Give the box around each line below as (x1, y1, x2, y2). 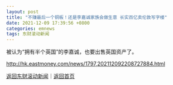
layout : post (6, 8, 39, 15)
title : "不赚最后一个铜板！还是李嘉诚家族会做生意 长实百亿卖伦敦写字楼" (6, 14, 168, 20)
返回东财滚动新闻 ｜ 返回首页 (6, 72, 75, 80)
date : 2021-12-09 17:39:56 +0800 (6, 20, 90, 26)
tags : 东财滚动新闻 (6, 31, 50, 37)
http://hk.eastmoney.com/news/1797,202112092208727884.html (6, 60, 165, 68)
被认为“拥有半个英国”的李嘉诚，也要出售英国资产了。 (6, 48, 138, 56)
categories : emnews (6, 25, 55, 32)
